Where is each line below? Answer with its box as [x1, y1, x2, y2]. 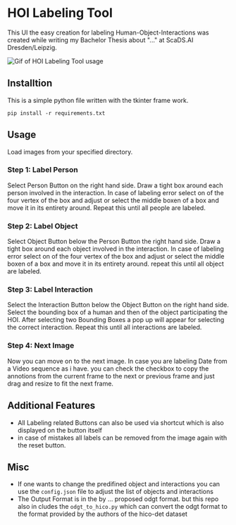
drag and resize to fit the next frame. [7, 379, 114, 388]
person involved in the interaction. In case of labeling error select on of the [7, 188, 224, 197]
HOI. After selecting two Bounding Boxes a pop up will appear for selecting [7, 316, 225, 324]
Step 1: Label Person [7, 165, 79, 175]
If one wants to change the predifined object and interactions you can [17, 480, 221, 488]
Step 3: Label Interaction [7, 285, 94, 295]
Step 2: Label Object [7, 221, 78, 230]
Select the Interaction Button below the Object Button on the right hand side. [7, 301, 229, 309]
